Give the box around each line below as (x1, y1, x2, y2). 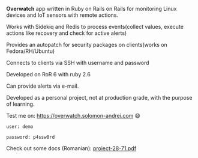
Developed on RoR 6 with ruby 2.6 (6, 71, 91, 77)
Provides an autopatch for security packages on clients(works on (6, 41, 168, 48)
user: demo (6, 124, 34, 130)
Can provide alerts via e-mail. (6, 82, 79, 90)
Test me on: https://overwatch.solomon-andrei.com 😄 (6, 112, 141, 119)
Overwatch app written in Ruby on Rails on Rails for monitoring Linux (6, 5, 177, 12)
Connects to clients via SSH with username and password (6, 59, 149, 66)
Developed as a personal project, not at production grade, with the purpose (6, 94, 193, 101)
